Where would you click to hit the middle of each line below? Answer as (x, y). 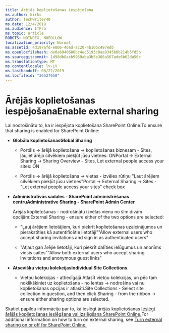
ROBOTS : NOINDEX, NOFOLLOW (34, 38)
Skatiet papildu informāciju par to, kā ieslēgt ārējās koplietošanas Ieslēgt (80, 309)
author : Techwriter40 (28, 19)
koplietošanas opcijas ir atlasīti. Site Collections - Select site (82, 288)
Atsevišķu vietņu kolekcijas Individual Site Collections (70, 267)
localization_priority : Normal (38, 43)
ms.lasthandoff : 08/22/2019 (35, 71)
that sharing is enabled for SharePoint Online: (52, 130)
